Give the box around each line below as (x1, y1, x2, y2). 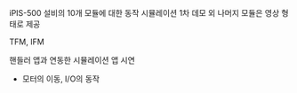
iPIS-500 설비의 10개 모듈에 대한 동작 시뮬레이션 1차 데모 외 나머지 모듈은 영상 (9, 8, 280, 18)
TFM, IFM (9, 36, 44, 47)
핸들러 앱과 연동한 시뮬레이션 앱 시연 (9, 55, 135, 65)
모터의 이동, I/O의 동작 (21, 74, 100, 84)
